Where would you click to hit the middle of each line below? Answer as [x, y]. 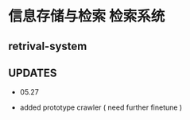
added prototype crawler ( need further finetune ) [101, 107]
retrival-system [48, 46]
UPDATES [33, 73]
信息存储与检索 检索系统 [87, 16]
